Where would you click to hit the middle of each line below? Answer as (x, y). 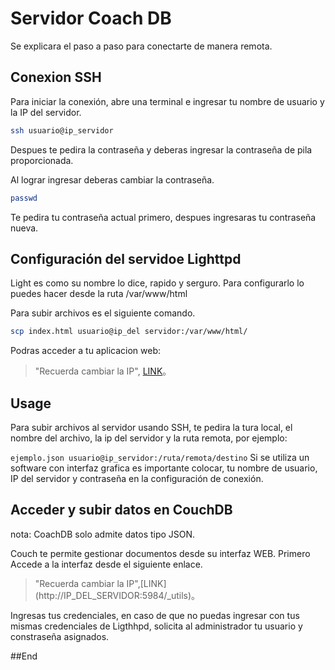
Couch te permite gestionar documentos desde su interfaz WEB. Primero (160, 553)
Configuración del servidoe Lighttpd (126, 258)
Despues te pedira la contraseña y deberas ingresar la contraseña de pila (161, 149)
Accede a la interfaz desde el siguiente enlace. (106, 564)
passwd (24, 198)
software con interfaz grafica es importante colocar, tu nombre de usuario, (164, 468)
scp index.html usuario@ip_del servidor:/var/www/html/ (129, 332)
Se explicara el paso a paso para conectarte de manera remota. (141, 46)
